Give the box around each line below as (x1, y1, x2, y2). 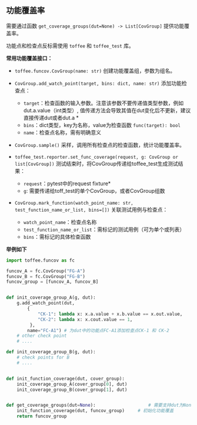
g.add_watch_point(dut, (16, 300, 75, 306)
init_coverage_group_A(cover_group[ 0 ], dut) (16, 381, 128, 387)
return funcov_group (16, 413, 67, 419)
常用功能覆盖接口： (6, 55, 53, 62)
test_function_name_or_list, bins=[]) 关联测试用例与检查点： (14, 206, 168, 213)
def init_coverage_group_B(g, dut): (6, 349, 96, 355)
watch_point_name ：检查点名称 (23, 218, 97, 225)
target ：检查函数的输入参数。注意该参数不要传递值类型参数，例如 (23, 99, 184, 106)
